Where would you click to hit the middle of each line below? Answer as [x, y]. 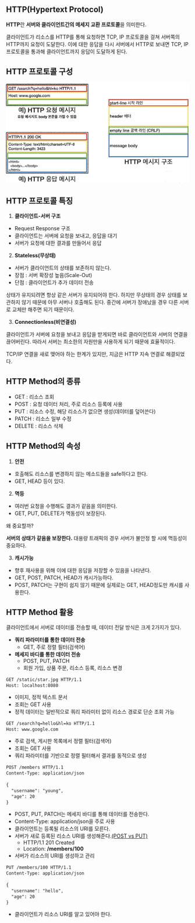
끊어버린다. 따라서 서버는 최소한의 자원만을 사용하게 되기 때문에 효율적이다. [91, 341]
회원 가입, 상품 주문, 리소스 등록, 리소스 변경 [73, 668]
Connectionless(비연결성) [45, 322]
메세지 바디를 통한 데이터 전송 [47, 655]
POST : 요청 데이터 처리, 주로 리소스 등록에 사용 [68, 404]
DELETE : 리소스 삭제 [39, 426]
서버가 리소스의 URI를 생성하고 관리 [54, 856]
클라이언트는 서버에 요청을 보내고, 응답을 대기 [66, 236]
